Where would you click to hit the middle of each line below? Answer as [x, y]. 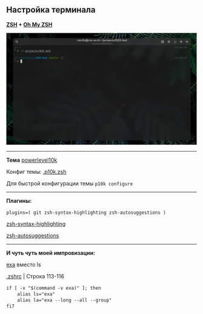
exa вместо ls [24, 264]
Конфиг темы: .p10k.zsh [36, 171]
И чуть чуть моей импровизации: [51, 252]
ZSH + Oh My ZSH [29, 24]
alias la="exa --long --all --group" [65, 300]
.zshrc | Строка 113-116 [35, 276]
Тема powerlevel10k [32, 160]
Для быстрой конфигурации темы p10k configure [69, 183]
